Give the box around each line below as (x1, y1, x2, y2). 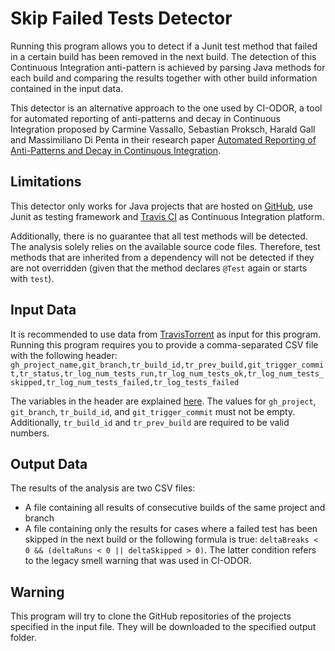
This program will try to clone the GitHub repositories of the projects (10, 610, 292, 622)
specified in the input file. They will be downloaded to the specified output (10, 621, 317, 633)
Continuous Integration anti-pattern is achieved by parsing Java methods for (10, 61, 326, 73)
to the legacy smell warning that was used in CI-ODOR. (24, 555, 252, 567)
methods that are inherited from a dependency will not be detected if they (10, 251, 315, 263)
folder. (10, 632, 37, 644)
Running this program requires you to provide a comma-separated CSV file (10, 338, 319, 351)
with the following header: (10, 349, 118, 361)
